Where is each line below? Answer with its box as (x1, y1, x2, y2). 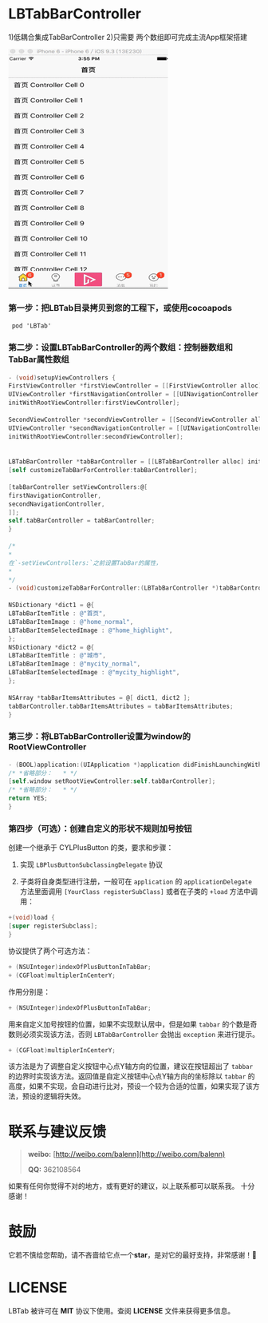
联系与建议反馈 (8, 1122, 107, 1141)
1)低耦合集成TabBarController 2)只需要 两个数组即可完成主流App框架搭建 (8, 32, 247, 42)
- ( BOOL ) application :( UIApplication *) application (8, 761, 180, 769)
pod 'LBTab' (11, 322, 52, 330)
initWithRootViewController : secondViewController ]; (8, 432, 183, 440)
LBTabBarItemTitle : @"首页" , (8, 610, 106, 618)
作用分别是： (8, 987, 50, 996)
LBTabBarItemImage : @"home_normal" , (8, 618, 134, 626)
